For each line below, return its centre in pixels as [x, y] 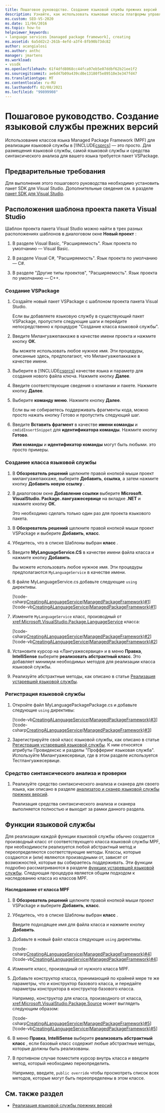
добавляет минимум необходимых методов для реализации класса [84, 661]
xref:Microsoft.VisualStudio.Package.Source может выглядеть [76, 1003]
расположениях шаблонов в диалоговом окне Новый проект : [71, 233]
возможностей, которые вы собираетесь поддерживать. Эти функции [79, 862]
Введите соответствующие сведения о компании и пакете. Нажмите [84, 386]
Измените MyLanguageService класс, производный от [67, 616]
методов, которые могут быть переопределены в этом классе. [79, 1078]
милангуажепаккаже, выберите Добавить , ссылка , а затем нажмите [85, 478]
